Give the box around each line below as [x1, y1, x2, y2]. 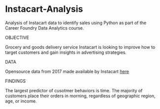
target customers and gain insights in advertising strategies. [5, 49, 127, 55]
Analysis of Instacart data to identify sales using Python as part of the [5, 20, 147, 26]
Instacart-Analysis [5, 3, 83, 15]
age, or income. [5, 98, 37, 104]
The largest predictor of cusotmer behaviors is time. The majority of [5, 87, 143, 93]
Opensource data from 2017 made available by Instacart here [5, 68, 129, 74]
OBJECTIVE [5, 35, 30, 40]
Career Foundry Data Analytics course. [5, 25, 84, 31]
